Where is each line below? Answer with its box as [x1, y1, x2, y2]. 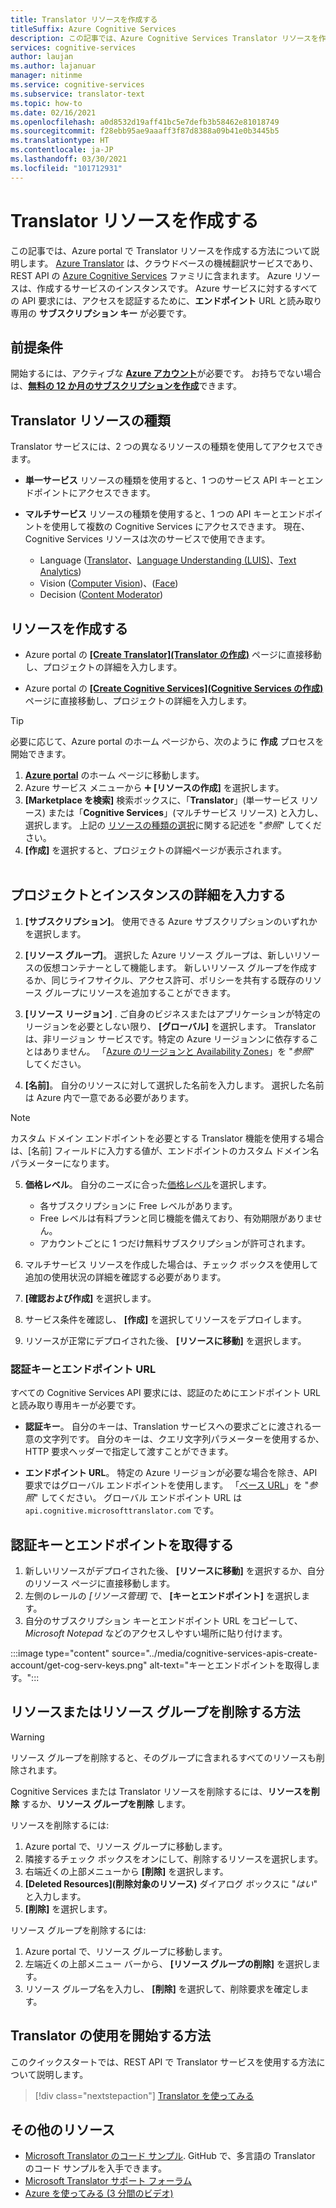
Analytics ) [39, 566, 82, 578]
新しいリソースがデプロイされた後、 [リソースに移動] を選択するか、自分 [24, 1564, 325, 1576]
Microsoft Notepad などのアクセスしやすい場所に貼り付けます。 [24, 1627, 288, 1639]
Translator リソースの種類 [10, 412, 171, 429]
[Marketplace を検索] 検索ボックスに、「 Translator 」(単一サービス [24, 794, 299, 806]
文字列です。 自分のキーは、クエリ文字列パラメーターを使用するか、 [42, 1433, 325, 1445]
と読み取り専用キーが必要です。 [10, 1399, 142, 1411]
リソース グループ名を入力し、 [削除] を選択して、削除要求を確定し [24, 1982, 301, 1995]
